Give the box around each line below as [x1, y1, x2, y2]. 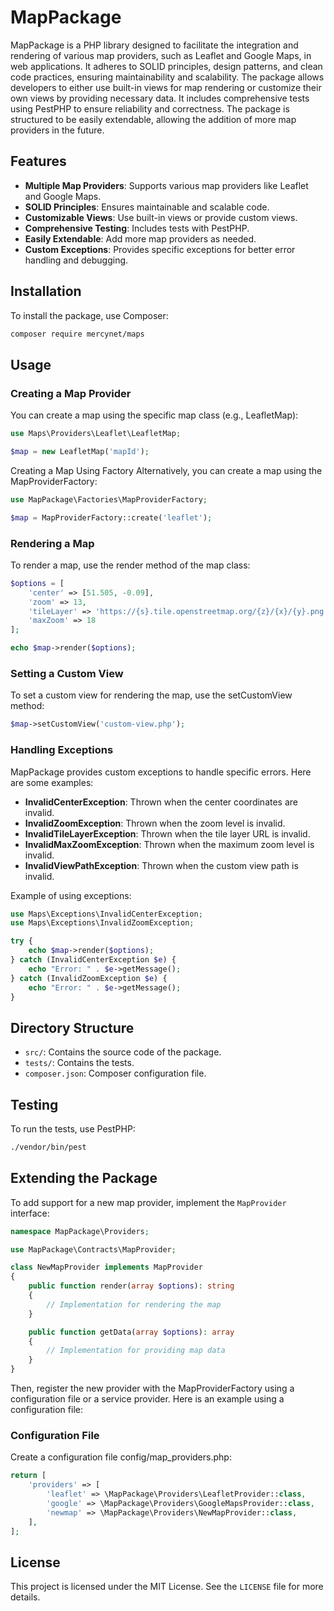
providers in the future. [10, 124, 105, 136]
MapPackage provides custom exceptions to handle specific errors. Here [10, 766, 312, 778]
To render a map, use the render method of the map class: [10, 559, 251, 571]
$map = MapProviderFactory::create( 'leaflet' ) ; [10, 512, 213, 523]
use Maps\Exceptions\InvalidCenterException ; [10, 909, 203, 919]
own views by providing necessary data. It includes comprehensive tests [10, 92, 310, 104]
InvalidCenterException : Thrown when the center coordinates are [24, 796, 298, 808]
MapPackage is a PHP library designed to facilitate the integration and [10, 39, 299, 51]
